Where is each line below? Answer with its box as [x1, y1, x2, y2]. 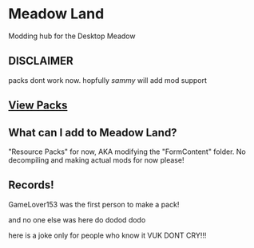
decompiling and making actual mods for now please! [8, 155, 185, 164]
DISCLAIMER [8, 54, 73, 68]
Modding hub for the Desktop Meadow [8, 31, 136, 41]
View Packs [8, 99, 68, 112]
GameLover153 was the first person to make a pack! [8, 199, 180, 209]
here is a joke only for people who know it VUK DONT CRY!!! [8, 230, 207, 240]
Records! [8, 179, 54, 192]
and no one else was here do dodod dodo [8, 215, 146, 224]
